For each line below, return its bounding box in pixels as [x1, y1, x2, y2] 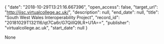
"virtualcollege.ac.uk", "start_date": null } [4, 25, 88, 31]
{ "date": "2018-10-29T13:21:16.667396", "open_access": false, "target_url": [4, 4, 159, 10]
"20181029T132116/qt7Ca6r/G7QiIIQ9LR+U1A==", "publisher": [4, 20, 130, 25]
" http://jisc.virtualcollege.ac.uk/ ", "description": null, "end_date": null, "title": [4, 9, 159, 15]
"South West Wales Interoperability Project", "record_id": [4, 15, 120, 20]
